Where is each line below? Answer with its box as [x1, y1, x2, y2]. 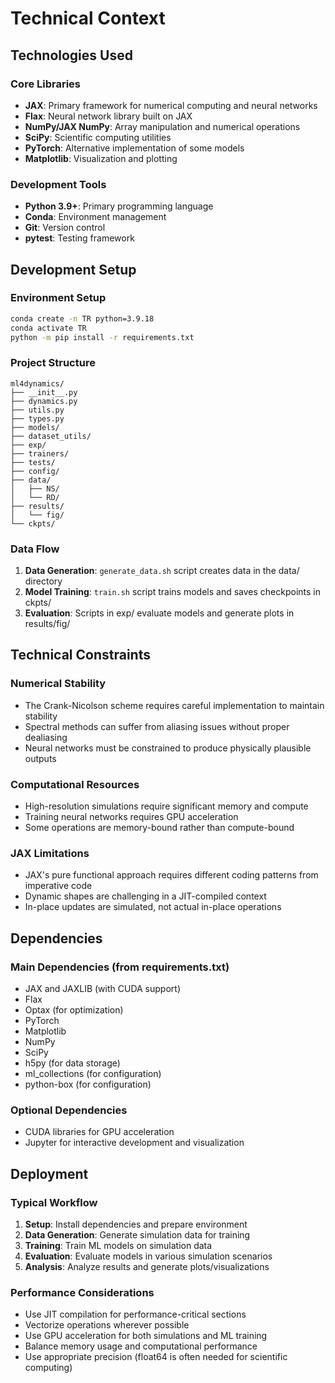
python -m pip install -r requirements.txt [10, 332, 195, 342]
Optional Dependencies [10, 1103, 128, 1117]
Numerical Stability [10, 677, 107, 691]
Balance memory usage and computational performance [24, 1340, 258, 1352]
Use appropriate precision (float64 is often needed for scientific [24, 1351, 288, 1363]
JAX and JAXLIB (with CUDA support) [24, 983, 182, 995]
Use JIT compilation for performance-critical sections [24, 1308, 247, 1321]
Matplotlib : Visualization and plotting [24, 152, 178, 164]
